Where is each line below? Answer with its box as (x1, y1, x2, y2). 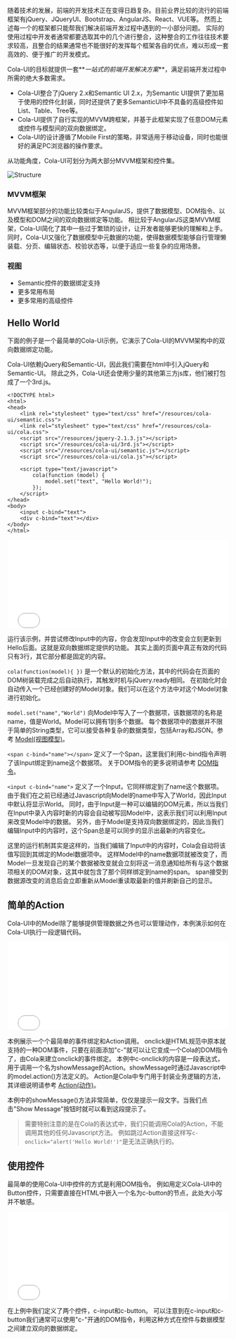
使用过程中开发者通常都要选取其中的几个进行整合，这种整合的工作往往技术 (7, 32, 223, 41)
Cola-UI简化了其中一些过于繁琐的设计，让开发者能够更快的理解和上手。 (19, 224, 227, 233)
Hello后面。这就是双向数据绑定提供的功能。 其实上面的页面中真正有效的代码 (7, 643, 227, 652)
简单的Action (7, 899, 65, 911)
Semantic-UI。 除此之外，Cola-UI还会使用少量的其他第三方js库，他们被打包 (7, 369, 226, 378)
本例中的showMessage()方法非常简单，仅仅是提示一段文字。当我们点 (7, 1096, 208, 1105)
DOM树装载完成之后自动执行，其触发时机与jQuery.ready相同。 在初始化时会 (7, 676, 228, 685)
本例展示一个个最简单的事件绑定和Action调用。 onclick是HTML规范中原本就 (7, 1037, 226, 1046)
